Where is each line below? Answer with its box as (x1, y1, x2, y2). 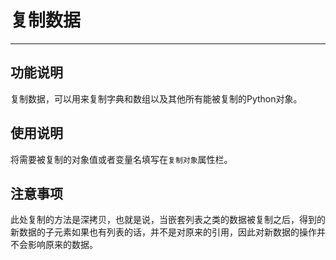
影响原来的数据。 (27, 239, 98, 251)
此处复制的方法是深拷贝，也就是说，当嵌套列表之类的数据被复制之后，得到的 (10, 214, 326, 226)
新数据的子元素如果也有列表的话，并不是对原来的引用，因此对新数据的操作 (10, 226, 317, 238)
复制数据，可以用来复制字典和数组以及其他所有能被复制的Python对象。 (10, 92, 303, 105)
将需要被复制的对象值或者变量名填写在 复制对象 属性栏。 (10, 153, 233, 165)
